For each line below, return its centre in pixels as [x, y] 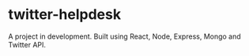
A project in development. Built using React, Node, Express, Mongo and [124, 36]
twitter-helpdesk [64, 15]
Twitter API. [27, 44]
